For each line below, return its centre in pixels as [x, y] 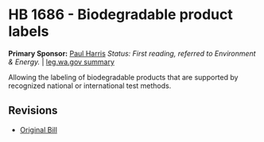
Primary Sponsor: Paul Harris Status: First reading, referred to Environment [132, 53]
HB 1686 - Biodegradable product [120, 15]
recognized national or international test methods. [90, 86]
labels [29, 31]
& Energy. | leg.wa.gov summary [62, 62]
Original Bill [39, 129]
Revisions [33, 111]
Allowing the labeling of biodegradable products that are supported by [123, 77]
